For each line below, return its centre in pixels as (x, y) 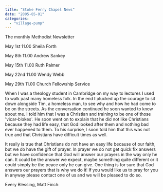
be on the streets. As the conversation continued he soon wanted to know (79, 109)
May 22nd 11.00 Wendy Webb (35, 75)
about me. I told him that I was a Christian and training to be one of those (78, 114)
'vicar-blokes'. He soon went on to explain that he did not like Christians (77, 119)
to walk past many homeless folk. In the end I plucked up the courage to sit (80, 99)
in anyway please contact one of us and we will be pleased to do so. (73, 175)
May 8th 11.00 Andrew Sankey (35, 56)
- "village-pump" (27, 23)
